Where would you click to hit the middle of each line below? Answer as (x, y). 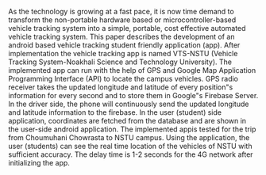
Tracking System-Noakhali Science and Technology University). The (120, 62)
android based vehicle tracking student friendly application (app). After (124, 45)
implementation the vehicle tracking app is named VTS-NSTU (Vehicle (123, 53)
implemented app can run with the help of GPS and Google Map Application (132, 70)
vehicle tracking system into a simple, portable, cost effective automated (127, 28)
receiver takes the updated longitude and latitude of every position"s (121, 87)
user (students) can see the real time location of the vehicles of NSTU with (130, 146)
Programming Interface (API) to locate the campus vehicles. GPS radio (123, 79)
